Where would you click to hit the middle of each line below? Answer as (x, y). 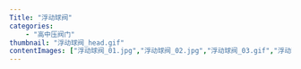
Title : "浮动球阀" (41, 17)
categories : (31, 26)
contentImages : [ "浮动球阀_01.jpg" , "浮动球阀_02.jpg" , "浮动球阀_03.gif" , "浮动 (150, 51)
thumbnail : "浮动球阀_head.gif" (67, 43)
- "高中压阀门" (50, 34)
